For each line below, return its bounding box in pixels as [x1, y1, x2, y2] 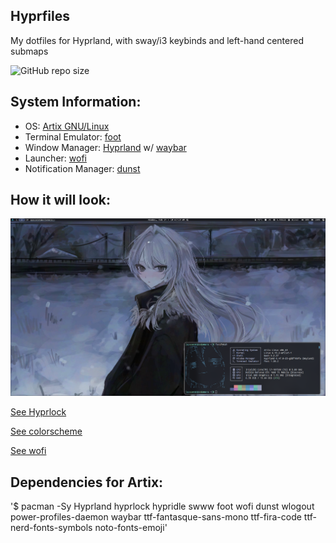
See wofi [10, 445, 47, 457]
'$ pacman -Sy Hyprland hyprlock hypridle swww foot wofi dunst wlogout [10, 500, 315, 513]
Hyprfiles [10, 8, 70, 25]
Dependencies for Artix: [10, 474, 164, 491]
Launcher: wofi [24, 152, 87, 164]
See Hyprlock [10, 406, 67, 418]
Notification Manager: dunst [24, 162, 141, 174]
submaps [10, 45, 49, 57]
